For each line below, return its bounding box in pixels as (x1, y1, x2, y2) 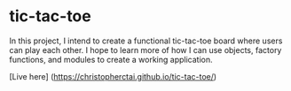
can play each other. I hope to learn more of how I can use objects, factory (9, 44, 282, 55)
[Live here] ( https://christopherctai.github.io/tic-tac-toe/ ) (9, 71, 217, 81)
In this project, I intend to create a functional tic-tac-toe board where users (9, 35, 283, 46)
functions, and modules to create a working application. (9, 54, 213, 64)
